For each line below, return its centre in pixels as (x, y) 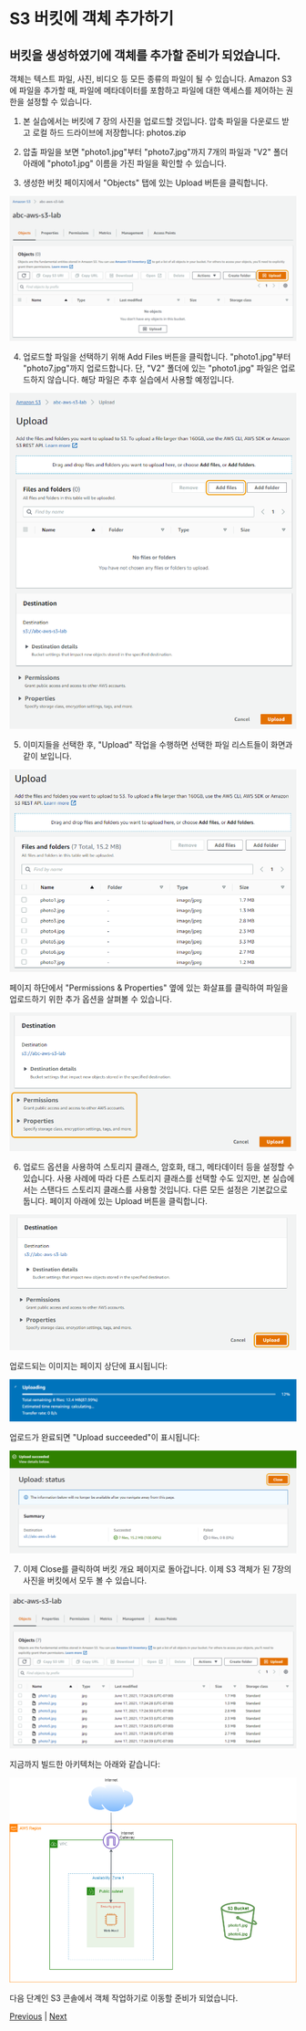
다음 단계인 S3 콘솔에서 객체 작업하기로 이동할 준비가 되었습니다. (124, 1998)
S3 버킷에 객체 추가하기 (92, 19)
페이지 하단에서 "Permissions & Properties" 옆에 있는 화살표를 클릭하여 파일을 (149, 988)
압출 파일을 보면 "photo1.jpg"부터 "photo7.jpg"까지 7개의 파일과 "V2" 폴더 (155, 152)
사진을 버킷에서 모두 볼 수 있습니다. (85, 1581)
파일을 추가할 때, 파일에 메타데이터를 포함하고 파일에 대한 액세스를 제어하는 (151, 90)
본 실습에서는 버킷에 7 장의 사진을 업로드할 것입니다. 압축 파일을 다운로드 (151, 121)
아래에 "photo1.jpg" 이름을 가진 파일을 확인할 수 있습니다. (125, 163)
